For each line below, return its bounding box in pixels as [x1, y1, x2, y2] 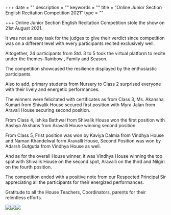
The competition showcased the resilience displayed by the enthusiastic [5, 66, 157, 71]
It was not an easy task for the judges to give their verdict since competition [5, 35, 165, 41]
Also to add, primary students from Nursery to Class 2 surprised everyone [5, 81, 161, 87]
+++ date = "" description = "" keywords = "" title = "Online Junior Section [5, 5, 162, 10]
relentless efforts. [5, 195, 42, 201]
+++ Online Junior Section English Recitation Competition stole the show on [5, 20, 165, 26]
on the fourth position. [5, 164, 52, 170]
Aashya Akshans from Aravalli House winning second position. [5, 123, 137, 128]
